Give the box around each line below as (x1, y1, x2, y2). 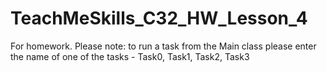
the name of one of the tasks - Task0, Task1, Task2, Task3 (10, 50, 250, 62)
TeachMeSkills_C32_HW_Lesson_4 (10, 7, 308, 30)
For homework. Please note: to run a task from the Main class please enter (10, 40, 317, 52)
